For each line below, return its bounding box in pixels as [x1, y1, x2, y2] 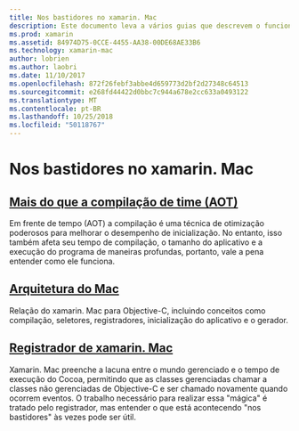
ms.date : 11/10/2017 [9, 71, 86, 80]
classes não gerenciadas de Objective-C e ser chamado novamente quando [9, 383, 288, 394]
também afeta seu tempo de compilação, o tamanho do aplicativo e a [9, 237, 263, 248]
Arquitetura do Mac [9, 281, 120, 297]
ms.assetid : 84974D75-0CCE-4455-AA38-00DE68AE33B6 [9, 37, 201, 47]
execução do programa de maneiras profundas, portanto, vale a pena [9, 247, 264, 256]
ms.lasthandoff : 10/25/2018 [9, 112, 114, 121]
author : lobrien [9, 54, 69, 63]
